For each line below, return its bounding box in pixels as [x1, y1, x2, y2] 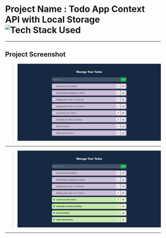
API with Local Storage [5, 14, 100, 25]
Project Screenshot [5, 50, 66, 59]
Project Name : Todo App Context [5, 3, 145, 15]
